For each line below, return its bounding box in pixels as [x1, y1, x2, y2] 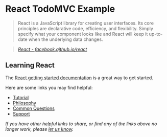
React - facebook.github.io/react [17, 46, 87, 52]
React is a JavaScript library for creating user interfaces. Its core [17, 20, 154, 26]
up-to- [149, 31, 163, 37]
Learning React [5, 61, 55, 70]
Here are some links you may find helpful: [5, 84, 93, 90]
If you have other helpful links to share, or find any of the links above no [5, 121, 157, 127]
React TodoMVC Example [5, 3, 115, 15]
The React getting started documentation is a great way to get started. [5, 75, 153, 81]
